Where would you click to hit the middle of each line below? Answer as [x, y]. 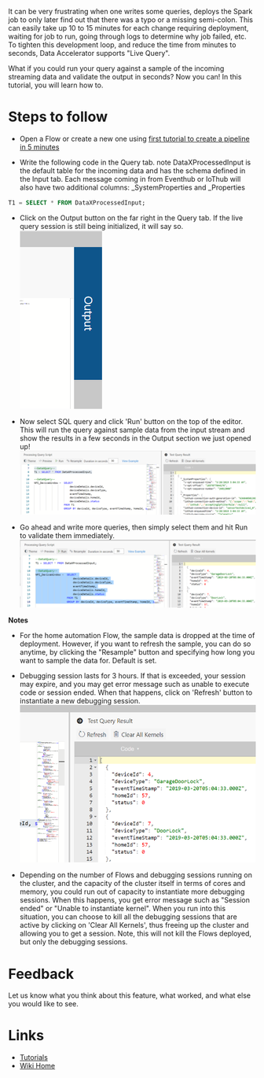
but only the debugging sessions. [73, 942]
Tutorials [34, 1058]
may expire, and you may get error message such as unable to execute [134, 685]
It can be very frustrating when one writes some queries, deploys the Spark [130, 11]
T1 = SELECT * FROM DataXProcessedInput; [77, 203]
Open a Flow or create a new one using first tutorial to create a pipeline [134, 138]
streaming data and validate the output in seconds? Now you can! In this [125, 77]
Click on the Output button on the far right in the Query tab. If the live [131, 218]
